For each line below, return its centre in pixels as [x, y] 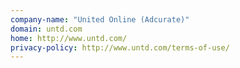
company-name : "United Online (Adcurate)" [100, 19]
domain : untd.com [46, 29]
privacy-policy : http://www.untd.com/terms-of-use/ [120, 47]
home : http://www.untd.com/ [69, 38]
